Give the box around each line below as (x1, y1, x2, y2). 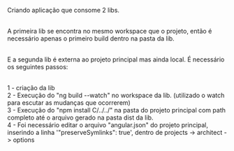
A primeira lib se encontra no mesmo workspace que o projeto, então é (7, 27, 212, 35)
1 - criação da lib (7, 84, 55, 92)
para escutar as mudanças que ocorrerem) (7, 99, 131, 107)
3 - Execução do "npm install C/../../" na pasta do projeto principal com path (7, 106, 226, 114)
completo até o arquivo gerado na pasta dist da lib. (7, 113, 154, 122)
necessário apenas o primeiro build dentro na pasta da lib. (7, 34, 175, 43)
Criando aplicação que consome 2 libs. (7, 6, 120, 14)
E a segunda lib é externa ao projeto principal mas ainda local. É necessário (7, 55, 225, 64)
